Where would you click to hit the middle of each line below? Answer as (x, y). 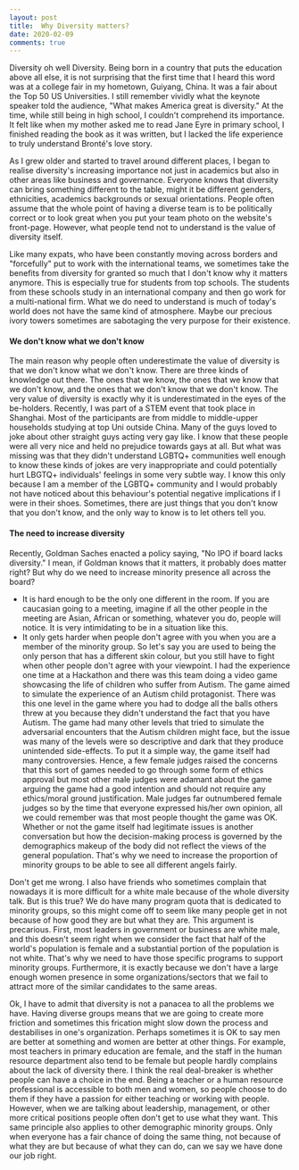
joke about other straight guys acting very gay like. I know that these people (149, 437)
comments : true (37, 42)
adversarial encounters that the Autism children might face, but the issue (156, 731)
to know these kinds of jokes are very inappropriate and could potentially (143, 465)
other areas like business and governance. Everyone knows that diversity (144, 180)
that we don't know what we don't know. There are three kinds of (129, 371)
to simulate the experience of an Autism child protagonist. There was (149, 694)
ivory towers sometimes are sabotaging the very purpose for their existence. (150, 321)
